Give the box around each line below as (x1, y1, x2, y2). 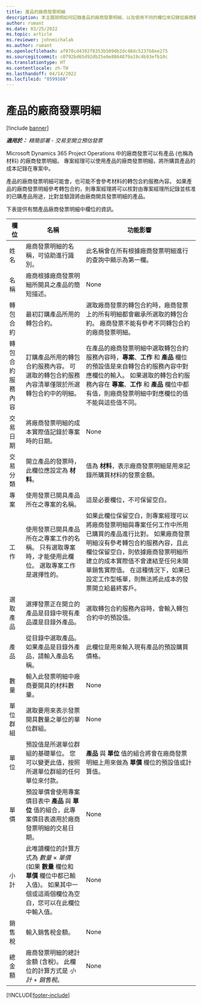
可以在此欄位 (43, 899, 80, 907)
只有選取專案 (39, 543, 76, 552)
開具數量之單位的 (25, 715, 74, 724)
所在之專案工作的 (25, 534, 74, 543)
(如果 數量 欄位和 (25, 863, 74, 871)
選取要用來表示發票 (25, 706, 80, 715)
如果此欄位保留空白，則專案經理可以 (86, 511, 189, 520)
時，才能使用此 (25, 552, 68, 561)
